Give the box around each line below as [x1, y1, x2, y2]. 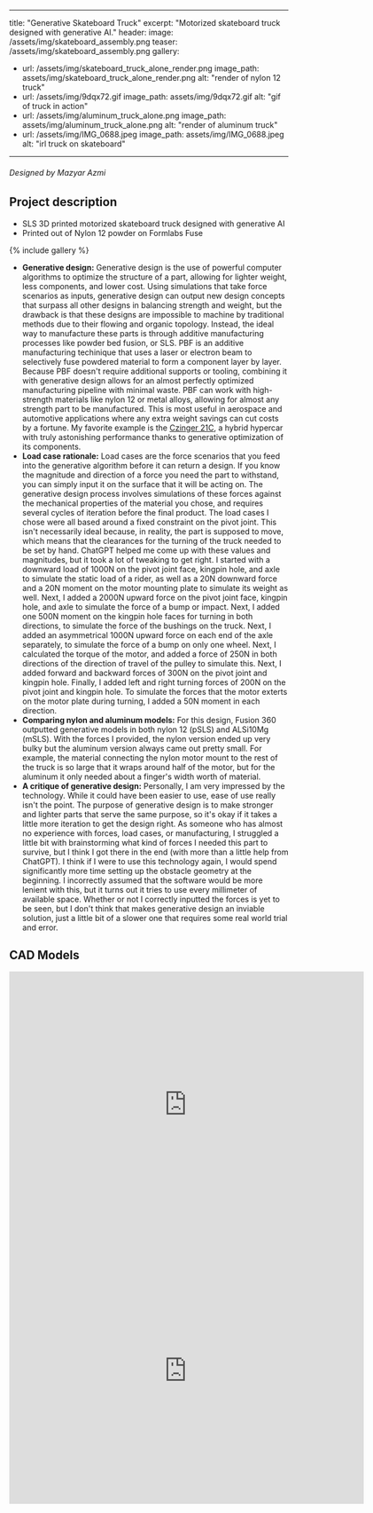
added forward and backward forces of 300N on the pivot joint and [21, 667, 268, 678]
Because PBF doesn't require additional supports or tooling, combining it [21, 366, 288, 376]
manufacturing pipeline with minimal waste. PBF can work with [21, 384, 252, 395]
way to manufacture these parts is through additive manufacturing [21, 327, 264, 338]
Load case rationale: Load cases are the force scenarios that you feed [21, 450, 281, 461]
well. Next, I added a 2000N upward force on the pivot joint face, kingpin [21, 592, 288, 603]
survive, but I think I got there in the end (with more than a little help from [21, 847, 289, 857]
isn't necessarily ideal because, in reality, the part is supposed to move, [21, 525, 284, 537]
